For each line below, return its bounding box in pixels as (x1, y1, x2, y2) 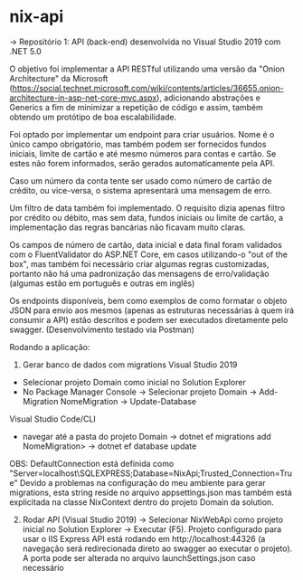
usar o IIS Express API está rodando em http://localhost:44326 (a (22, 533, 266, 544)
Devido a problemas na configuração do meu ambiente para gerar (19, 477, 266, 488)
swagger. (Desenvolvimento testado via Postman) (9, 324, 194, 335)
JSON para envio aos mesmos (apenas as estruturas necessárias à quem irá (9, 305, 295, 316)
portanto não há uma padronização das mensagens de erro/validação (9, 268, 270, 279)
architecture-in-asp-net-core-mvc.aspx (9, 92, 157, 103)
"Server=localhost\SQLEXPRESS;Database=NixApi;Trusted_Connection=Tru (9, 468, 292, 479)
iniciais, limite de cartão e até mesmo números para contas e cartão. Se (9, 147, 277, 159)
